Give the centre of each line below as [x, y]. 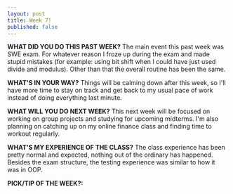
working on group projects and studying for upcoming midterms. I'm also [113, 119]
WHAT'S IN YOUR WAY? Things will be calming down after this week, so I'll [116, 83]
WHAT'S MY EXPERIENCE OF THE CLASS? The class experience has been [116, 148]
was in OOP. [25, 170]
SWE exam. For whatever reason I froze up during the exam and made [109, 54]
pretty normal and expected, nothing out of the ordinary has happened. [110, 155]
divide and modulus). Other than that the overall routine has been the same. [116, 69]
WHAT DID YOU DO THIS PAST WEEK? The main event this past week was [116, 47]
